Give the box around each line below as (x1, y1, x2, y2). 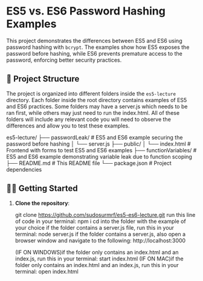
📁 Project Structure (6, 74, 80, 84)
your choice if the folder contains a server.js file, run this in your (14, 224, 174, 231)
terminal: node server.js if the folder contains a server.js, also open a (14, 230, 186, 237)
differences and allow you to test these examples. (6, 122, 130, 129)
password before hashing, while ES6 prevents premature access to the (6, 50, 182, 57)
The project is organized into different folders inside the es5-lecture (6, 89, 176, 97)
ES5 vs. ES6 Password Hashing (6, 4, 166, 18)
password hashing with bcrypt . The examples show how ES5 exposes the (6, 44, 190, 51)
